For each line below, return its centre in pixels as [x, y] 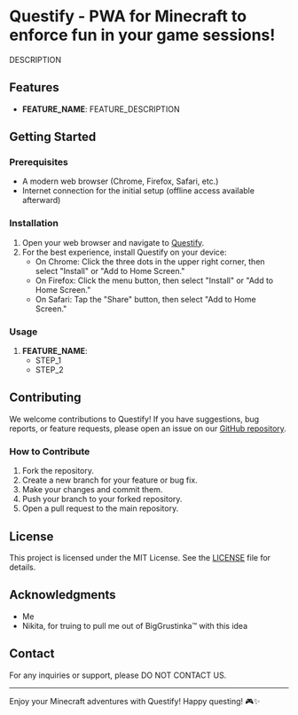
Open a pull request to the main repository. [100, 508]
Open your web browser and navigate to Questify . [113, 242]
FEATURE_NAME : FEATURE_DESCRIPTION [101, 109]
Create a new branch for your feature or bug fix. [110, 480]
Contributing [45, 398]
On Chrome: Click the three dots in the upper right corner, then [150, 261]
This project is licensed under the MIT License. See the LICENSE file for [140, 557]
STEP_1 [48, 360]
